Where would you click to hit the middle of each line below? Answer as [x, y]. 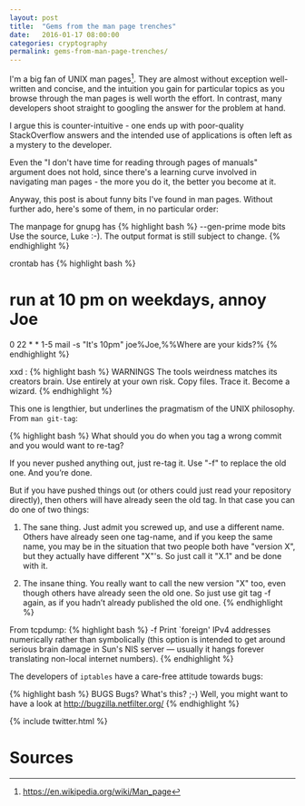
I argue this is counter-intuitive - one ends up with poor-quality [127, 125]
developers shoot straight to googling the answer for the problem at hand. [148, 108]
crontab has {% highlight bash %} [73, 263]
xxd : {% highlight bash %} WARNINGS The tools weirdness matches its [143, 371]
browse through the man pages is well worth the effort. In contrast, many [146, 98]
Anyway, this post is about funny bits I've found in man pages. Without [141, 199]
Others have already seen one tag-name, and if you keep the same [148, 536]
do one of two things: [49, 509]
